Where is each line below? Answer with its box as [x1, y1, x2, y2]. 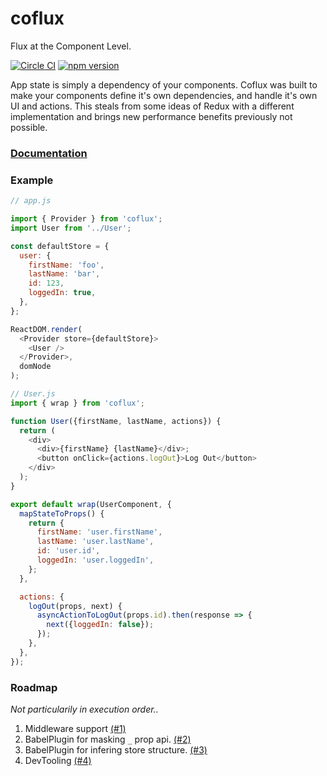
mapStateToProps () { [19, 508, 105, 519]
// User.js [10, 389, 56, 399]
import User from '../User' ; [10, 223, 132, 233]
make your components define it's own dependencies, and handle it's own [10, 89, 318, 101]
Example [10, 173, 54, 187]
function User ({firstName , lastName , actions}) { [10, 416, 222, 426]
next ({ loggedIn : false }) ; [46, 620, 155, 630]
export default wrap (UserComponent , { [10, 499, 172, 509]
